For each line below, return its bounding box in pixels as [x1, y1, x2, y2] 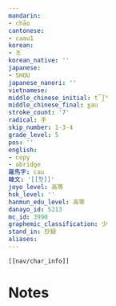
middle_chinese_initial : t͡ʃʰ [8, 94, 110, 102]
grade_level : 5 [8, 131, 59, 139]
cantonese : [8, 26, 45, 34]
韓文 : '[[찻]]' [8, 175, 55, 184]
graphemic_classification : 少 [8, 220, 108, 228]
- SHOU [8, 71, 30, 79]
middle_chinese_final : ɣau [8, 101, 98, 109]
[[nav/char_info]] [8, 257, 70, 265]
